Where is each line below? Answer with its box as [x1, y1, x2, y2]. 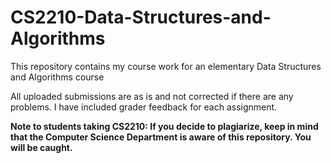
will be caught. [10, 141, 73, 153]
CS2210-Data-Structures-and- [10, 6, 272, 29]
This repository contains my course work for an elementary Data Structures [10, 60, 322, 72]
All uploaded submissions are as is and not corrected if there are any [10, 90, 294, 102]
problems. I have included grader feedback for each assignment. [10, 101, 278, 113]
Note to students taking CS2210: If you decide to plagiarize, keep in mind [10, 120, 319, 132]
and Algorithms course [10, 71, 105, 83]
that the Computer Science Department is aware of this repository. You [10, 131, 312, 143]
